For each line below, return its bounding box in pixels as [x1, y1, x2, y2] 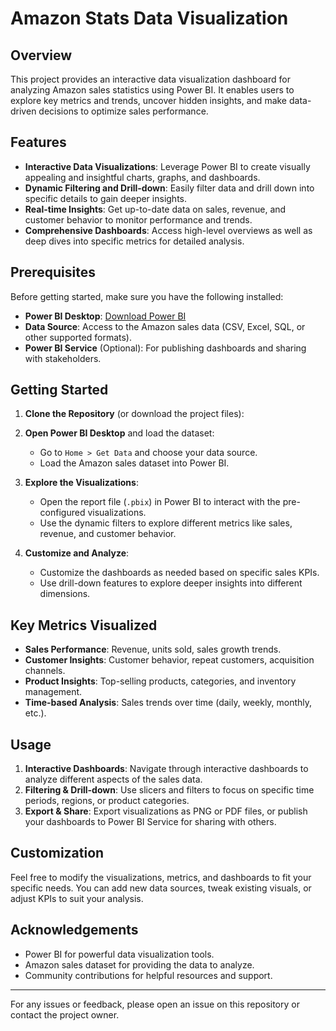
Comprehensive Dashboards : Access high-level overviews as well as [24, 224, 313, 236]
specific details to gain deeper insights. [24, 192, 188, 204]
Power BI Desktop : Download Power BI [24, 310, 187, 322]
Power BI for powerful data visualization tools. [24, 948, 215, 960]
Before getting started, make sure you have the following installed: [10, 290, 284, 302]
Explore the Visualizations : [24, 477, 139, 489]
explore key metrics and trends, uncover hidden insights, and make [10, 95, 288, 106]
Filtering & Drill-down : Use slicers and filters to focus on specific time [24, 784, 315, 796]
